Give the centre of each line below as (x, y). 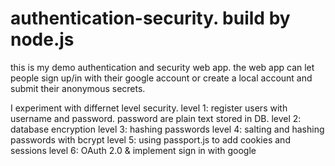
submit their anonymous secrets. (78, 88)
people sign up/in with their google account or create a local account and (161, 78)
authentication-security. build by (150, 18)
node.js (42, 39)
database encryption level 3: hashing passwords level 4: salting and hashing (167, 129)
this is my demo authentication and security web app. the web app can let (162, 67)
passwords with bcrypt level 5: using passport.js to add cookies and (150, 139)
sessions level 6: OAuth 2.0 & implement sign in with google (133, 150)
